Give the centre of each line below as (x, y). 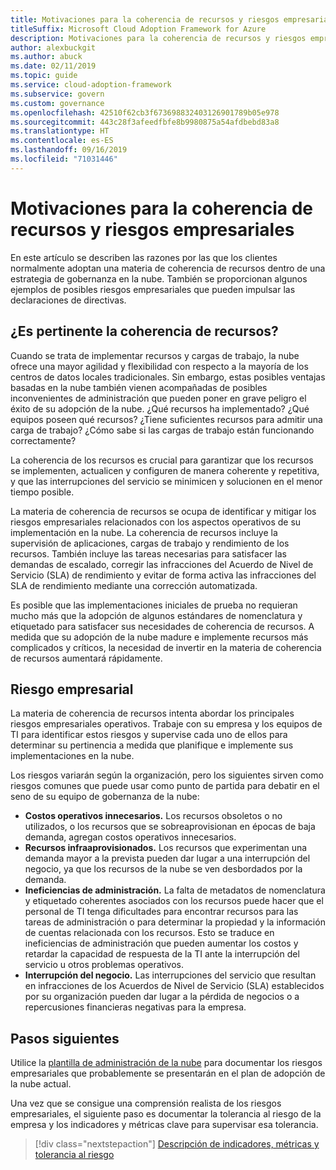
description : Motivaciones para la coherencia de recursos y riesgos (158, 38)
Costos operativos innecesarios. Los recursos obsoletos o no (153, 816)
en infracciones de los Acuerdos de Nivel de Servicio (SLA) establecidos (174, 986)
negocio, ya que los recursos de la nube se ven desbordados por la (163, 869)
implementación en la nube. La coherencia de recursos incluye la (144, 532)
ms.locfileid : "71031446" (64, 159)
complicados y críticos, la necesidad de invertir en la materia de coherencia (166, 647)
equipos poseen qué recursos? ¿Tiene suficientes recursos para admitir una (166, 419)
